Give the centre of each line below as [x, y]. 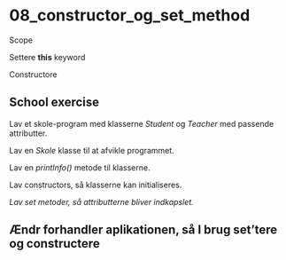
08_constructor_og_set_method [130, 16]
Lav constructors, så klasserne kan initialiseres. [96, 185]
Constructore [33, 74]
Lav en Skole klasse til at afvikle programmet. [92, 150]
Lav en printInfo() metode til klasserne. [80, 167]
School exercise [54, 102]
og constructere [54, 244]
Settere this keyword [47, 57]
